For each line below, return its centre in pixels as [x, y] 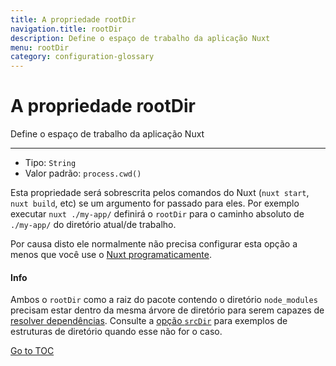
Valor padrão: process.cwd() [83, 173]
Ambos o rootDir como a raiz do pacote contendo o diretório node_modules [164, 300]
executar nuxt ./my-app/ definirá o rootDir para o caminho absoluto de [157, 214]
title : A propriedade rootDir [73, 19]
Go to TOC [32, 351]
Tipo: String [50, 163]
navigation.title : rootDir [66, 29]
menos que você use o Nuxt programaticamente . [111, 255]
